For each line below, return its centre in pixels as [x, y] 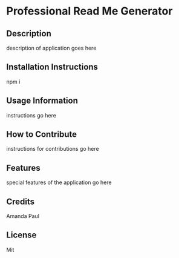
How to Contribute [42, 134]
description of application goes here [51, 48]
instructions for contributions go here [53, 149]
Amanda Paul [23, 216]
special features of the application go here [59, 182]
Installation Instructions [52, 67]
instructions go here [31, 115]
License [21, 235]
